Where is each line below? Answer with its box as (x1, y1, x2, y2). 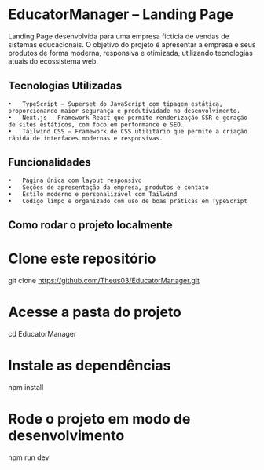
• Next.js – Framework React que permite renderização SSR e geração (8, 114, 247, 122)
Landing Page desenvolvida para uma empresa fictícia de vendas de (8, 31, 230, 41)
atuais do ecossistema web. (8, 56, 98, 66)
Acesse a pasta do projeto (8, 304, 182, 321)
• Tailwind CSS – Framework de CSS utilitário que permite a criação (8, 127, 247, 135)
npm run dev (8, 453, 49, 462)
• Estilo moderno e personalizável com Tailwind (8, 190, 178, 198)
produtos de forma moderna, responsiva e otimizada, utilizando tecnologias (8, 48, 253, 57)
